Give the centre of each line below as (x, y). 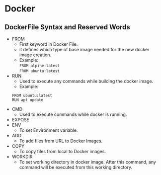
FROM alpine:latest (40, 66)
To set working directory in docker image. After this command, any (87, 162)
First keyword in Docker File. (48, 44)
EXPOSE (20, 120)
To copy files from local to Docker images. (63, 151)
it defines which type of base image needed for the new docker (84, 49)
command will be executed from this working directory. (76, 167)
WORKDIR (22, 157)
